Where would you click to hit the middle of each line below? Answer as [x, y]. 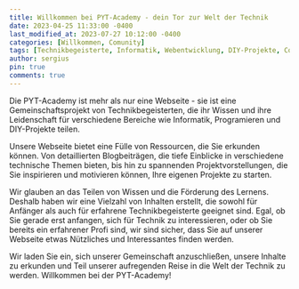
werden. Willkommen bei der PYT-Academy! [90, 275]
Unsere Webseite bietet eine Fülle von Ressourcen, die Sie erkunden [135, 146]
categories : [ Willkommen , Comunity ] [77, 42]
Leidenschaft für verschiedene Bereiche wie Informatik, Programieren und [145, 119]
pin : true [28, 68]
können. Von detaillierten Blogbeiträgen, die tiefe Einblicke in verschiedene [146, 156]
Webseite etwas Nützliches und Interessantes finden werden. [121, 239]
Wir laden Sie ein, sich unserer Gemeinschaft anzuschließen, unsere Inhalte [148, 256]
